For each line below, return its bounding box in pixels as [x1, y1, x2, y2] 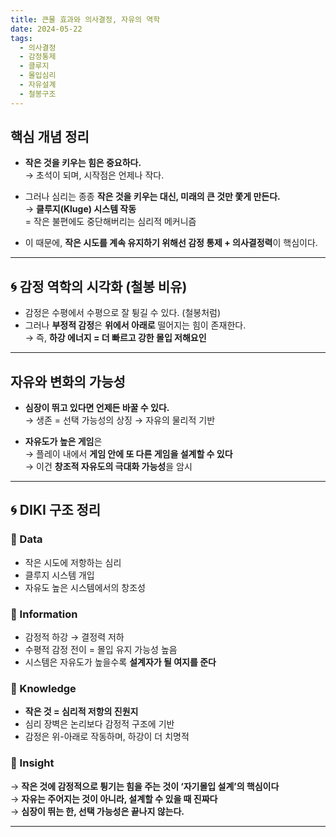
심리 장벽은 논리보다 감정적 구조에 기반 [24, 718, 175, 730]
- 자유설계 [19, 80, 57, 90]
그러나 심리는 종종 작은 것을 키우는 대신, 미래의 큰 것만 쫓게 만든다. [24, 191, 281, 203]
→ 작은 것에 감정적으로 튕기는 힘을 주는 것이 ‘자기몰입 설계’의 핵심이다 [10, 780, 280, 792]
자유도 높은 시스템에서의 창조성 [24, 581, 146, 593]
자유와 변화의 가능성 [10, 373, 126, 390]
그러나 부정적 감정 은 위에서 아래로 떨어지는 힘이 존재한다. [24, 319, 247, 331]
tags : [10, 33, 33, 43]
